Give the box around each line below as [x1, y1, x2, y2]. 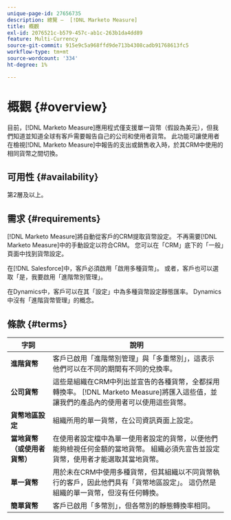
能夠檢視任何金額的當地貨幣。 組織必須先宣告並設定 [52, 444, 220, 453]
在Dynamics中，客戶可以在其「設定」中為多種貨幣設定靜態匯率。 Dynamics [7, 287, 222, 296]
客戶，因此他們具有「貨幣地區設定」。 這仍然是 [66, 478, 217, 487]
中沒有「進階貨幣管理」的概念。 [7, 296, 98, 304]
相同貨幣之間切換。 [7, 149, 62, 157]
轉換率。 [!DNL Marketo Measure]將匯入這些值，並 [52, 387, 218, 397]
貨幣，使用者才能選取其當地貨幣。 [52, 455, 163, 464]
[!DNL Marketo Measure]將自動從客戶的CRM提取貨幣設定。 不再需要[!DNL [7, 232, 218, 241]
